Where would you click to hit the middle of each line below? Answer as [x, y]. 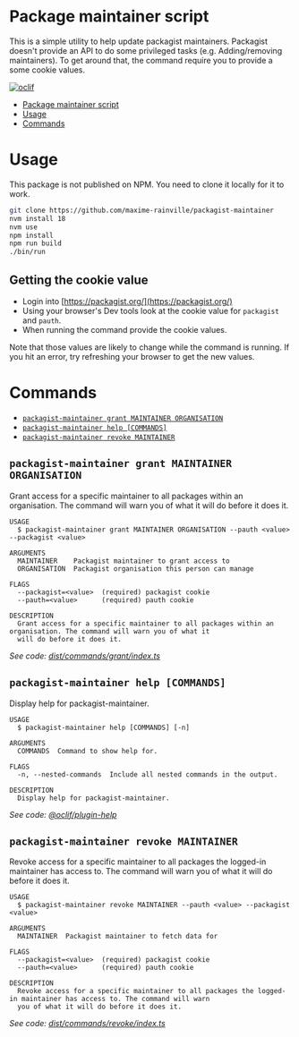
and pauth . [42, 320]
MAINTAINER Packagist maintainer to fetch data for [118, 937]
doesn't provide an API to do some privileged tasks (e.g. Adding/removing [146, 50]
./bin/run [28, 252]
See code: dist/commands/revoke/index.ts [87, 1024]
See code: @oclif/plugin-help [63, 814]
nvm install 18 [38, 218]
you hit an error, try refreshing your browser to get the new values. [132, 356]
